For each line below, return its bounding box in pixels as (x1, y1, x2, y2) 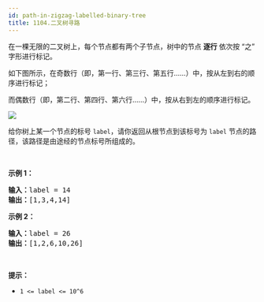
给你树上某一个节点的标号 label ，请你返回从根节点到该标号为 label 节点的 (8, 126, 250, 136)
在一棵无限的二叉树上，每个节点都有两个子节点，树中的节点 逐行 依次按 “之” (8, 41, 255, 51)
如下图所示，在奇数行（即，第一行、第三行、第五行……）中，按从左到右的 (8, 68, 248, 77)
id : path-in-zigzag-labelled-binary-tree (8, 11, 147, 20)
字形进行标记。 (8, 51, 57, 61)
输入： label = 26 (8, 229, 71, 237)
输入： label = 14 (8, 185, 71, 194)
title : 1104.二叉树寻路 (8, 19, 80, 27)
